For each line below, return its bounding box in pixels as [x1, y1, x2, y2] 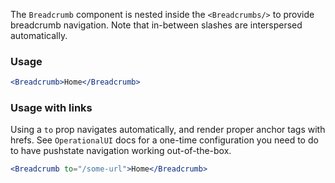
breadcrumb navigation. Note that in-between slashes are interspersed [10, 19, 303, 31]
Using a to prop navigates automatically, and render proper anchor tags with [10, 124, 326, 136]
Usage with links [10, 101, 93, 115]
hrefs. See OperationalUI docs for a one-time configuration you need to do [10, 134, 319, 146]
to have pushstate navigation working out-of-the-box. [10, 145, 232, 157]
